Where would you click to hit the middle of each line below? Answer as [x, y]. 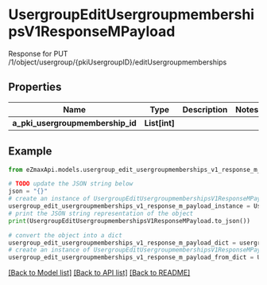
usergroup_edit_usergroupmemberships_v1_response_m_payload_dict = [122, 243]
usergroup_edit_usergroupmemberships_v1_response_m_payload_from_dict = [131, 258]
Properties [35, 87]
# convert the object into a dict [66, 235]
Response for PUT [38, 53]
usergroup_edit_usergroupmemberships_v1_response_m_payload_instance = [129, 206]
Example [30, 152]
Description [205, 109]
